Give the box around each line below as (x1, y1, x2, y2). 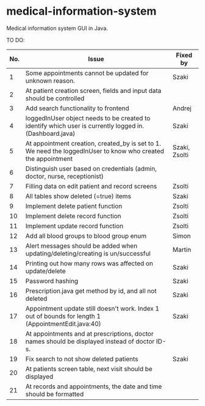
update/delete (25, 267, 66, 275)
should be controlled (25, 94, 85, 102)
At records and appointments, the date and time (25, 382, 162, 391)
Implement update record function (25, 221, 124, 230)
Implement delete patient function (25, 202, 123, 210)
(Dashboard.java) (25, 129, 76, 138)
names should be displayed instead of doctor (25, 337, 155, 345)
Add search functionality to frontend (25, 104, 129, 113)
